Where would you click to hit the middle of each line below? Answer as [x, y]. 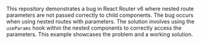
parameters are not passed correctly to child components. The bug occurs [100, 15]
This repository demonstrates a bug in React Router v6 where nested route [100, 9]
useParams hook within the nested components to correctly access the [94, 28]
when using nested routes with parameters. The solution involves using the [100, 21]
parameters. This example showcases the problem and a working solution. [100, 34]
